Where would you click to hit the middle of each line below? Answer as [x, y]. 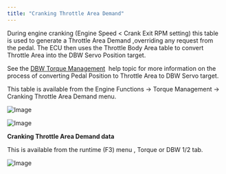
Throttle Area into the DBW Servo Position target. [77, 55]
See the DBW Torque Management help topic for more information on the [112, 68]
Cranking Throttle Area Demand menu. [62, 96]
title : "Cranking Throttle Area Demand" [66, 13]
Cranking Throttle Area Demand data [61, 136]
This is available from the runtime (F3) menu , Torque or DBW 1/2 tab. [105, 149]
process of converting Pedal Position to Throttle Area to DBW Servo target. [113, 76]
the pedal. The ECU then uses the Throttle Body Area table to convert [105, 47]
